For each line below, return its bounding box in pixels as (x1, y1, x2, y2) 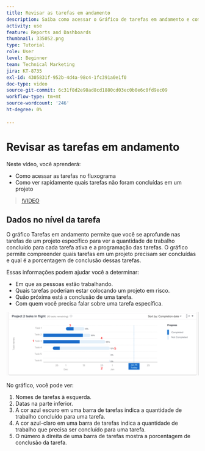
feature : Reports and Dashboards (6, 29, 92, 35)
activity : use (6, 23, 43, 29)
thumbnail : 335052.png (6, 35, 64, 42)
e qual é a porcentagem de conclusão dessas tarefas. (6, 257, 142, 264)
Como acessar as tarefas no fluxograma (15, 172, 116, 180)
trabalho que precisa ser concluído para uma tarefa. (15, 426, 146, 433)
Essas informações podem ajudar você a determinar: (6, 269, 139, 276)
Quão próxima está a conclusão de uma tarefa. (15, 293, 133, 301)
